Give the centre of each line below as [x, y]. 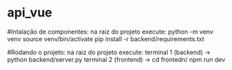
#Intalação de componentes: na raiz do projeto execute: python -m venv [110, 32]
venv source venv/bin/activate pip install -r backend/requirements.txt [106, 38]
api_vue [30, 13]
